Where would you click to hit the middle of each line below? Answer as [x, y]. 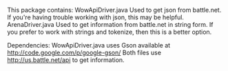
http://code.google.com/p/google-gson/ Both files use [84, 52]
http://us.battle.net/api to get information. [66, 60]
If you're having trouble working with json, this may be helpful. [96, 17]
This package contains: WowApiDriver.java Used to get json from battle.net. [114, 10]
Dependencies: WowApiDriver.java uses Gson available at [89, 45]
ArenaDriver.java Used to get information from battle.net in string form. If [110, 24]
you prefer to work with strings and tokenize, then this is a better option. [110, 32]
